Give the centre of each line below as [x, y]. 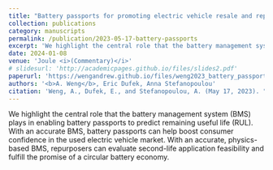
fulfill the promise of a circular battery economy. [89, 157]
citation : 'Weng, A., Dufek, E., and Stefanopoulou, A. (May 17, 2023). [134, 91]
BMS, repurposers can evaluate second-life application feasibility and [147, 149]
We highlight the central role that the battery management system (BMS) [130, 114]
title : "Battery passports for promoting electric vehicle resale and [130, 16]
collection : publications [52, 23]
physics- [243, 140]
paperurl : [25, 76]
